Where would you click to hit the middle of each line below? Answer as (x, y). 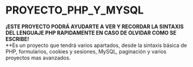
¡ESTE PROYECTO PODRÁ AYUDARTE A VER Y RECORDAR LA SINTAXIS (94, 26)
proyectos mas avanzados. (38, 58)
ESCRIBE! (17, 39)
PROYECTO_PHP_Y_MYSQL (75, 10)
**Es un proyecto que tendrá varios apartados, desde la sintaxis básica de (96, 45)
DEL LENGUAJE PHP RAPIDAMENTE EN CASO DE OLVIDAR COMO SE (91, 32)
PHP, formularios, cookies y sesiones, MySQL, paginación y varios (86, 51)
